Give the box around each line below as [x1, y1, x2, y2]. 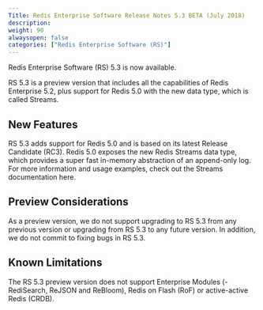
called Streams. [8, 95, 59, 104]
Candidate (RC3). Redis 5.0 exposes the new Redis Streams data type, [8, 147, 237, 157]
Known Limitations [8, 256, 103, 270]
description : [8, 19, 51, 27]
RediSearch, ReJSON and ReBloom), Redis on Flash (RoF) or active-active [8, 285, 249, 295]
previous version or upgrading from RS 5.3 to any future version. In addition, [8, 225, 256, 234]
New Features [8, 118, 78, 131]
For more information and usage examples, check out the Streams [8, 164, 224, 173]
